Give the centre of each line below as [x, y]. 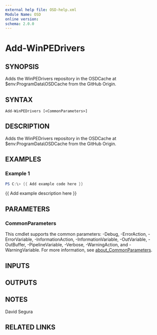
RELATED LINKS [30, 327]
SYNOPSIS [22, 67]
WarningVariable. [23, 250]
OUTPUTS [21, 282]
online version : [22, 19]
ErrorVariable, [19, 239]
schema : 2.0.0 [20, 24]
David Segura [19, 312]
